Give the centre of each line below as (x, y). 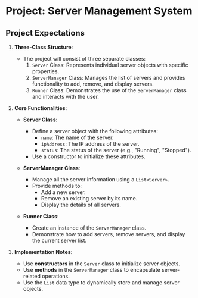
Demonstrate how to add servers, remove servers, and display (109, 234)
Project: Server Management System (99, 11)
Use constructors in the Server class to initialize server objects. (101, 264)
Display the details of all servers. (81, 205)
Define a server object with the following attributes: (95, 131)
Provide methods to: (57, 186)
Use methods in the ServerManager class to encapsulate (92, 270)
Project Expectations (45, 33)
